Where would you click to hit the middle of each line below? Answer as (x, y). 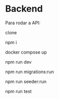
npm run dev (18, 62)
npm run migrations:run (30, 72)
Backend (24, 9)
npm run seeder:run (26, 81)
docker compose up (26, 52)
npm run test (18, 91)
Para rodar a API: (23, 23)
